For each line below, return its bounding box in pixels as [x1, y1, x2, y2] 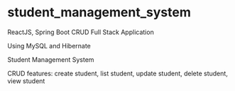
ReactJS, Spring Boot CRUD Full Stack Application [7, 28, 154, 36]
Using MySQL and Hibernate [7, 41, 91, 50]
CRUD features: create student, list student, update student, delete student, [7, 69, 229, 77]
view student [7, 76, 45, 85]
